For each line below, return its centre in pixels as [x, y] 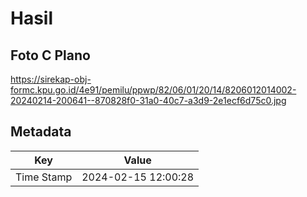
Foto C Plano [50, 55]
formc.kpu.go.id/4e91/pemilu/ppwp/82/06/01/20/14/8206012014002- [153, 90]
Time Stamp [44, 177]
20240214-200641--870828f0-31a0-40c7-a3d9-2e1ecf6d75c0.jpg [148, 100]
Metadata [41, 132]
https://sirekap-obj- [51, 79]
